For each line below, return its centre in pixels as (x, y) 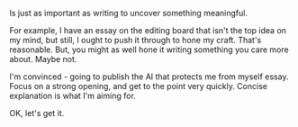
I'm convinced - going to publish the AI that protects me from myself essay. (149, 77)
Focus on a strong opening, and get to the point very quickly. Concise (139, 86)
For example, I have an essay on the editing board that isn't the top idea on (148, 30)
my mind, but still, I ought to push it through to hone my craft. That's (135, 40)
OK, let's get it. (37, 113)
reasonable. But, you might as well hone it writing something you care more (149, 50)
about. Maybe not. (43, 59)
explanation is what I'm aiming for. (73, 95)
